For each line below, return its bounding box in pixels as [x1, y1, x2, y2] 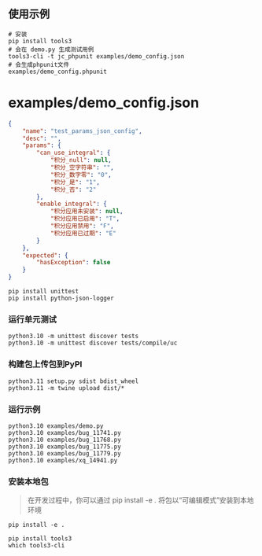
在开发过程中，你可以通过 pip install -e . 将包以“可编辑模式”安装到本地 [27, 495, 254, 505]
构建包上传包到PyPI [8, 359, 83, 370]
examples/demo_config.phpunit [8, 68, 108, 75]
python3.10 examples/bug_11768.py [8, 436, 122, 444]
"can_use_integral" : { [36, 149, 111, 157]
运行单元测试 [8, 314, 57, 325]
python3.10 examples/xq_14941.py [8, 456, 118, 464]
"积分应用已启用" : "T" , [50, 215, 120, 223]
